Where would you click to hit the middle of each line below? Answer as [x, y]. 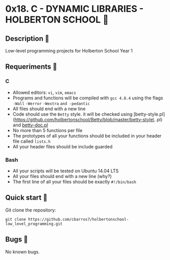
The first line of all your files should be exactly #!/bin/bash [74, 181]
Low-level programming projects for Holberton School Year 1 [69, 51]
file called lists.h [32, 141]
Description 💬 [27, 38]
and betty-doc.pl [30, 125]
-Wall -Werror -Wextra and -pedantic [51, 103]
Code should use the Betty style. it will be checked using [72, 114]
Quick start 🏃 [26, 198]
